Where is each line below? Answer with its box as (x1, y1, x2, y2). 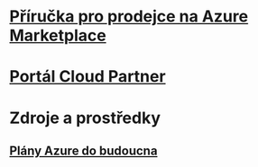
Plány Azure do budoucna (9, 143, 158, 158)
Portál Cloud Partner (9, 66, 166, 87)
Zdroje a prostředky (9, 108, 161, 127)
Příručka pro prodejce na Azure (9, 6, 249, 27)
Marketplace (9, 25, 106, 46)
